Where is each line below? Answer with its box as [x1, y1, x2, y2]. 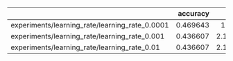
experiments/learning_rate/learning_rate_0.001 [10, 32, 165, 40]
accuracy [178, 9, 210, 18]
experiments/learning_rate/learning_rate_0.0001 [10, 21, 170, 29]
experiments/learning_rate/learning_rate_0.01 [10, 42, 161, 52]
